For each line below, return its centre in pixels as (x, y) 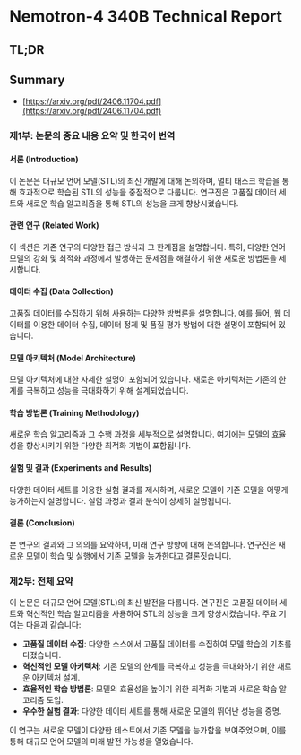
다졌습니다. (42, 655)
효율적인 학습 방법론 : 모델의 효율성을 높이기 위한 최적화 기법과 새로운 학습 (150, 689)
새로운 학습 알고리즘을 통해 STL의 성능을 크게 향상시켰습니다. (132, 203)
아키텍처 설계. (56, 678)
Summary (37, 79)
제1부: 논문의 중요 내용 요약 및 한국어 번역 (92, 136)
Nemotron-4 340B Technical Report (146, 17)
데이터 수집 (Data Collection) (61, 291)
